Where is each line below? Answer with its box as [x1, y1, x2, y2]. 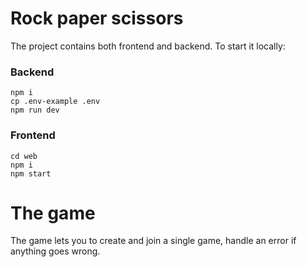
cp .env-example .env [10, 97, 101, 107]
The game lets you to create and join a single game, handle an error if [10, 235, 297, 247]
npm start [10, 168, 52, 179]
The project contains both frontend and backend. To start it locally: [10, 40, 286, 52]
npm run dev [10, 105, 60, 116]
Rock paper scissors [10, 7, 184, 30]
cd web [10, 151, 38, 161]
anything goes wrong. [10, 245, 101, 257]
